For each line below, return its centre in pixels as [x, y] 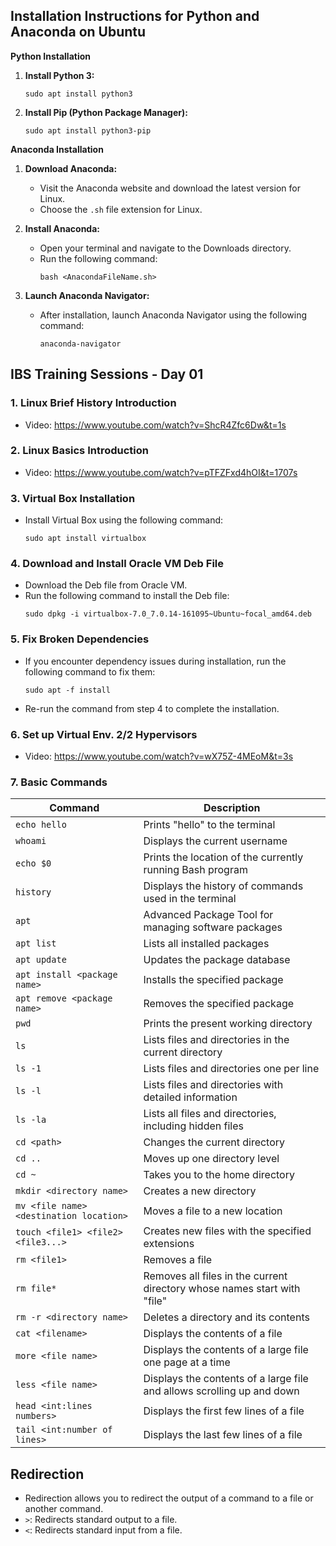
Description [232, 808]
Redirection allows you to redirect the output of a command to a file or [169, 1498]
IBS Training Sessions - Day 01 [107, 374]
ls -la [31, 1120]
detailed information [190, 1097]
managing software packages [213, 927]
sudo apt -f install [67, 690]
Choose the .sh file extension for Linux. [121, 209]
